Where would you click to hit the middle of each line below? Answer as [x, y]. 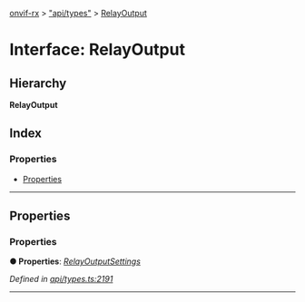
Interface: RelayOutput [98, 50]
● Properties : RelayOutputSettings [75, 261]
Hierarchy [38, 83]
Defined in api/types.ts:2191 [61, 279]
